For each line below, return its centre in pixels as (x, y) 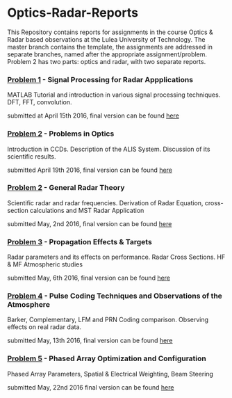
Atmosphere (29, 305)
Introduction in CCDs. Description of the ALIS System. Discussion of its (109, 149)
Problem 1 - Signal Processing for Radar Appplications (100, 79)
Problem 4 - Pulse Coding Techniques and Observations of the (115, 296)
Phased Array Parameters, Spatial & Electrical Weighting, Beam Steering (110, 374)
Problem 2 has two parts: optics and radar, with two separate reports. (107, 61)
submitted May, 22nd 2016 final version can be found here (91, 387)
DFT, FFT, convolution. (40, 102)
